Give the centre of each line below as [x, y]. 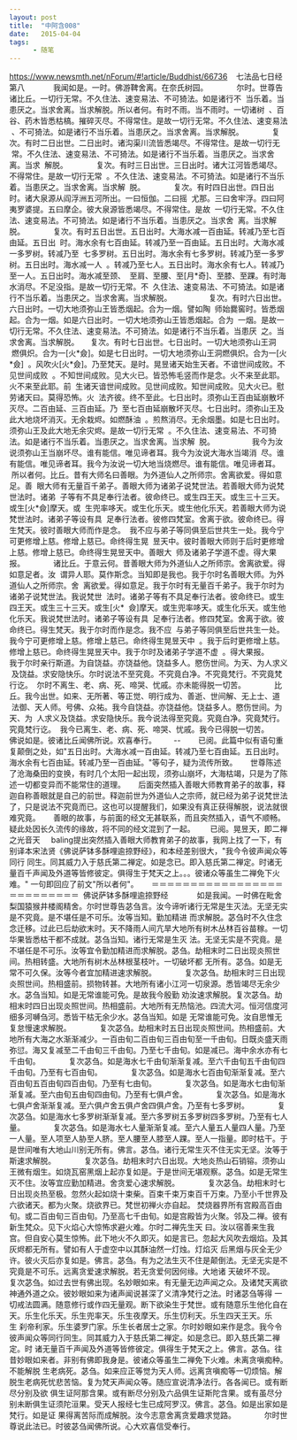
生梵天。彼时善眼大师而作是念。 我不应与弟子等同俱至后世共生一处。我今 [143, 530]
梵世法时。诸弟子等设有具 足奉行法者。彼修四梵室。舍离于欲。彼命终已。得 [147, 520]
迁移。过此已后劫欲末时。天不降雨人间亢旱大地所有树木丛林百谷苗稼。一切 [152, 928]
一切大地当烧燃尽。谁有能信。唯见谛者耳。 [202, 464]
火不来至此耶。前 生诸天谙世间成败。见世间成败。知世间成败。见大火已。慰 [147, 387]
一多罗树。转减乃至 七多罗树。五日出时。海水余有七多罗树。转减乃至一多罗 [147, 254]
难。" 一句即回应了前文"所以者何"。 [74, 884]
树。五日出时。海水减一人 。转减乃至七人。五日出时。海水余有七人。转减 [143, 265]
